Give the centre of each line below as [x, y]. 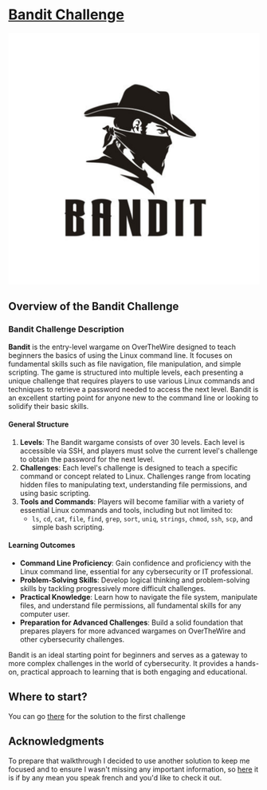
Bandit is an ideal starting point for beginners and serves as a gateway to [128, 655]
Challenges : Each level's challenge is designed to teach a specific [129, 467]
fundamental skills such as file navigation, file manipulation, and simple [125, 363]
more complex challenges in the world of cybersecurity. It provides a [121, 664]
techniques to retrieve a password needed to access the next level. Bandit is [133, 389]
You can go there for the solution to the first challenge [97, 716]
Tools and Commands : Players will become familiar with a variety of [132, 502]
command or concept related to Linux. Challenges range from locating [135, 476]
